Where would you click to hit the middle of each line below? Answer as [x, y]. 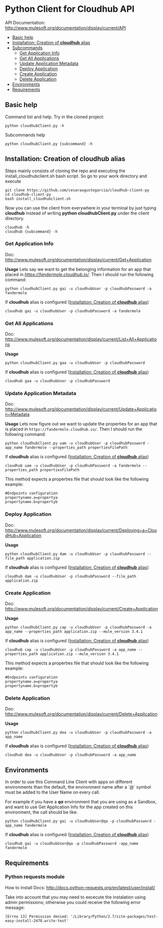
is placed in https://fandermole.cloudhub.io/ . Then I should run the [74, 429]
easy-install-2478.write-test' [37, 921]
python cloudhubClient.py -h [35, 126]
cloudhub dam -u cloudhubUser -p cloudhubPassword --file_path [71, 576]
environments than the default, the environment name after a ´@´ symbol [78, 787]
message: [15, 907]
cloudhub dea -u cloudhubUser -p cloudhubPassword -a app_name [71, 755]
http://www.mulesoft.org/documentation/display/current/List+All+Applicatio [81, 339]
